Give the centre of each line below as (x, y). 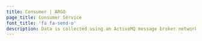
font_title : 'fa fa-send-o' (41, 23)
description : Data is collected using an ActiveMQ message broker (91, 29)
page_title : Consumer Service (44, 17)
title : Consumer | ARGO (36, 12)
